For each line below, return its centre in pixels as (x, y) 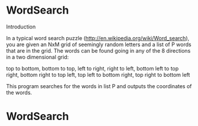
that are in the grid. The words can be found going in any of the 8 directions (98, 50)
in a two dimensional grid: (38, 57)
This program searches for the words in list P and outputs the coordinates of (99, 86)
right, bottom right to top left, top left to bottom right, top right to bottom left (98, 75)
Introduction (21, 27)
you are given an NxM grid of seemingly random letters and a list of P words (99, 44)
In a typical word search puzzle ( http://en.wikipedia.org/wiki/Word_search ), (98, 38)
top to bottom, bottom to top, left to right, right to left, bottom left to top (92, 68)
